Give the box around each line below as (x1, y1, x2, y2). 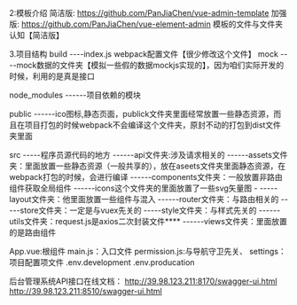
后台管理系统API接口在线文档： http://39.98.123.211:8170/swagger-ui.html (9, 276, 277, 286)
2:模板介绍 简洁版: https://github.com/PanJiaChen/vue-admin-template (9, 8, 270, 18)
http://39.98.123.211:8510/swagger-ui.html (9, 286, 162, 296)
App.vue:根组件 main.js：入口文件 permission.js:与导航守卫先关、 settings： (9, 246, 286, 256)
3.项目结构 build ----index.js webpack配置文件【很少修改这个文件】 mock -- (9, 49, 288, 59)
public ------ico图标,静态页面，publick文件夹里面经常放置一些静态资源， (9, 109, 274, 119)
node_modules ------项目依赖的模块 (9, 90, 142, 100)
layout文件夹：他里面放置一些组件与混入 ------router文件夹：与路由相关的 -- (9, 194, 288, 204)
